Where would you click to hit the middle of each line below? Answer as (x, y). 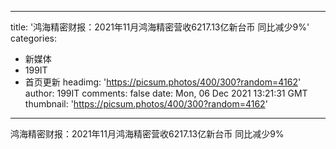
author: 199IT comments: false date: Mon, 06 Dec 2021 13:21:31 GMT (166, 93)
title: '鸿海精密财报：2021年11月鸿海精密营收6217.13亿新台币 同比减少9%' (160, 27)
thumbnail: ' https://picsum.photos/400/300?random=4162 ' (146, 104)
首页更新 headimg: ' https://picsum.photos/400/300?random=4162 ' (163, 82)
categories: (33, 38)
